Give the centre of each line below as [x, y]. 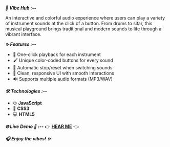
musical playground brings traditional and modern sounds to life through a [83, 29]
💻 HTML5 [24, 114]
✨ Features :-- [21, 44]
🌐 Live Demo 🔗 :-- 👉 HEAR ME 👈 [42, 126]
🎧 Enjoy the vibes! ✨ [28, 139]
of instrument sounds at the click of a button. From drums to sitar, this [79, 23]
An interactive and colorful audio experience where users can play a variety [85, 18]
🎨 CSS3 [21, 108]
